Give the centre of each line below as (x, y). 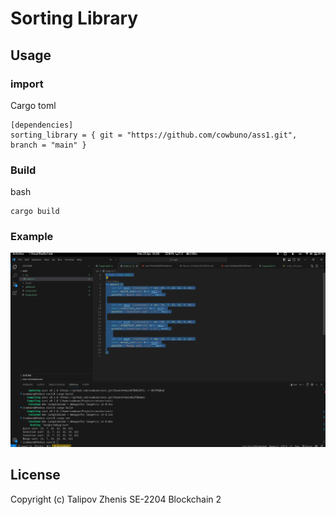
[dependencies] (42, 125)
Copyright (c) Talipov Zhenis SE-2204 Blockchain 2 (116, 499)
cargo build (35, 212)
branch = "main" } (48, 145)
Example (32, 237)
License (35, 475)
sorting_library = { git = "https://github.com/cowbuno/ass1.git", (154, 135)
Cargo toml (33, 105)
